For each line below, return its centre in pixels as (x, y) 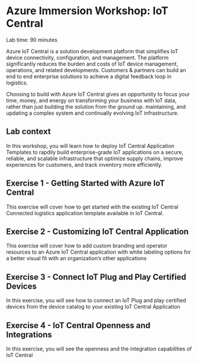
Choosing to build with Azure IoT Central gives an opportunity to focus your (98, 94)
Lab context (29, 132)
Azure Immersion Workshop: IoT (87, 11)
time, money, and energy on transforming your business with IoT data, (92, 100)
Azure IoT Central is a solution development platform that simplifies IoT (92, 51)
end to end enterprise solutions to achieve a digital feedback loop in (89, 76)
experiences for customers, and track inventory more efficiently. (84, 164)
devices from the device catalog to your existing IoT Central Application (93, 307)
